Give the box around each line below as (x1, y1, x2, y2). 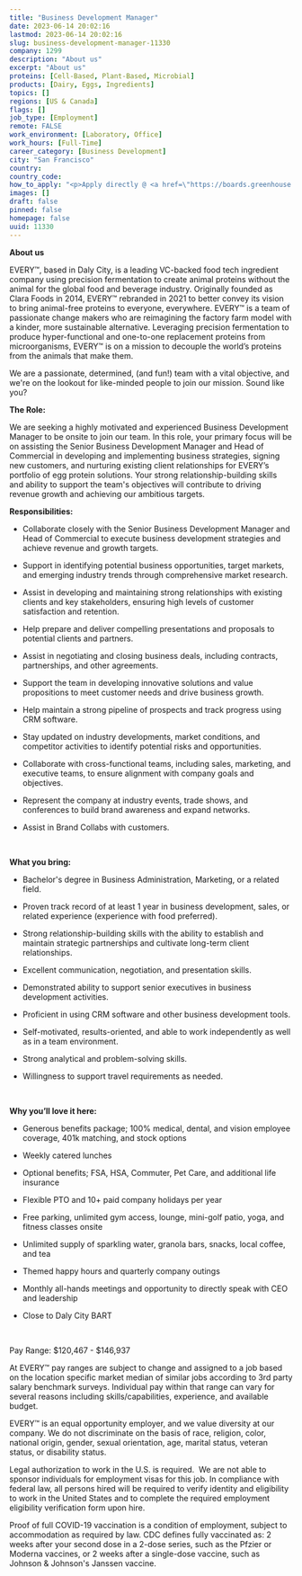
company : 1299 (9, 47, 63, 56)
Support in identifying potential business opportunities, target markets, (22, 559, 285, 571)
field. (22, 883, 42, 895)
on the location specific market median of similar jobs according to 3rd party (9, 1372, 293, 1383)
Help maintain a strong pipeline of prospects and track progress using (22, 704, 281, 715)
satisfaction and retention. (22, 606, 120, 617)
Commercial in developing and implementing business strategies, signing (9, 450, 280, 461)
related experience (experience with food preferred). (22, 910, 218, 922)
